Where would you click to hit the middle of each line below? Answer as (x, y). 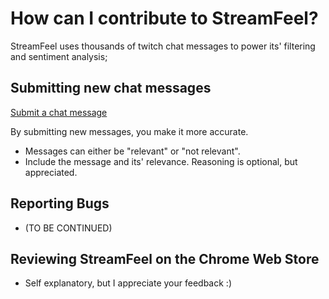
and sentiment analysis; (59, 56)
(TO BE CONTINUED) (68, 228)
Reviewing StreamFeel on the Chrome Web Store (165, 258)
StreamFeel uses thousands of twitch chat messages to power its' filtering (163, 46)
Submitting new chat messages (111, 88)
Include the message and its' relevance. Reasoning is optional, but (161, 161)
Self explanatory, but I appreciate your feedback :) (128, 283)
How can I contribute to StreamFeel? (164, 18)
